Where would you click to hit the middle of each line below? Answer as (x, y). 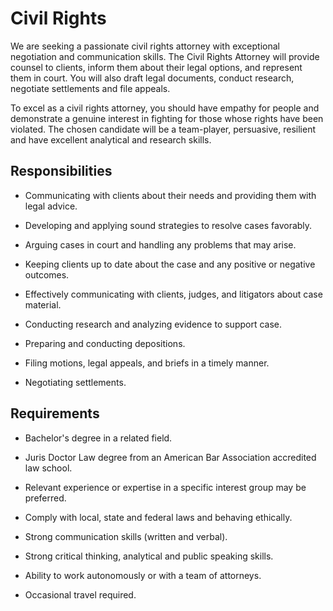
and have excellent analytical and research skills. (111, 139)
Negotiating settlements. (75, 382)
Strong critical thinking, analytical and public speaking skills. (149, 556)
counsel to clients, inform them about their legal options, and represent (156, 67)
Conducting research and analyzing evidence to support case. (153, 324)
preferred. (45, 498)
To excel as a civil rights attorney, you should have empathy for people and (165, 108)
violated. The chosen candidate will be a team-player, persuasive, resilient (163, 129)
